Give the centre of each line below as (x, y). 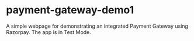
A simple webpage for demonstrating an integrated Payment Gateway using (97, 26)
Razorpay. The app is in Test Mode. (49, 32)
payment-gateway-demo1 (70, 10)
